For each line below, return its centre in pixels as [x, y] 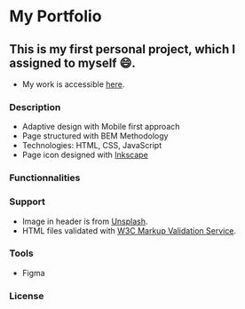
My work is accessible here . [73, 84]
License [27, 296]
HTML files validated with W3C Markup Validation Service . [129, 230]
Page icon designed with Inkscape [85, 155]
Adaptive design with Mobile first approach [101, 127]
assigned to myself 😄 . [72, 63]
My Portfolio [55, 16]
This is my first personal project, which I [122, 49]
